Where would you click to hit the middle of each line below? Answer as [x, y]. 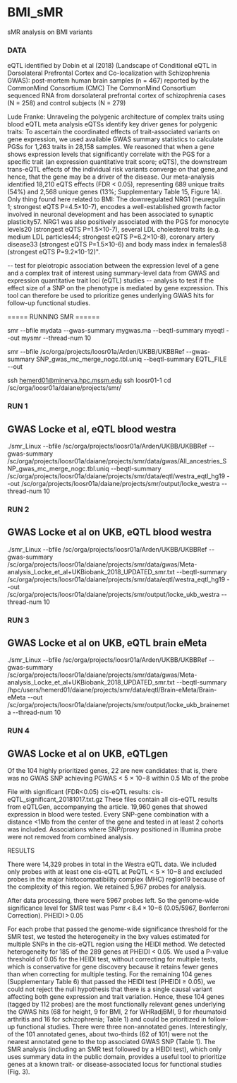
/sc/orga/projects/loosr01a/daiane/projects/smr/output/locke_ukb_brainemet [119, 705]
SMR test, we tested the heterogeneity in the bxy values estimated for [109, 937]
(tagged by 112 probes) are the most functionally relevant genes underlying [116, 1005]
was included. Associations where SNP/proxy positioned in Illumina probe [114, 829]
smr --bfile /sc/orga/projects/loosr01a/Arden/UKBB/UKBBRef [96, 352]
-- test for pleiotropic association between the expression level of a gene [113, 266]
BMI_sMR [35, 12]
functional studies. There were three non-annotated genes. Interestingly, [122, 1027]
